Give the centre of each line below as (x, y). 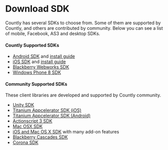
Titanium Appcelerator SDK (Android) (52, 116)
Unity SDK (23, 105)
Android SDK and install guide (44, 57)
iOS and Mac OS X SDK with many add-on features (66, 132)
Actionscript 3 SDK (32, 121)
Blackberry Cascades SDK (40, 137)
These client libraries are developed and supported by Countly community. (83, 95)
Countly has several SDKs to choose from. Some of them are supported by (83, 23)
